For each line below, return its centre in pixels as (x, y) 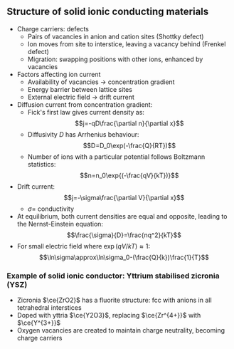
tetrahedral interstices (49, 308)
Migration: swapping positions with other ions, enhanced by (115, 59)
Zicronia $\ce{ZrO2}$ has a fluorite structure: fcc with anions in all (114, 300)
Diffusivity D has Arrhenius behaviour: (83, 134)
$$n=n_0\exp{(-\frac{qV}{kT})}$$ (129, 175)
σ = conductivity (51, 209)
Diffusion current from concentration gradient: (85, 104)
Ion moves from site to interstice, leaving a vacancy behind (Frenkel (127, 44)
